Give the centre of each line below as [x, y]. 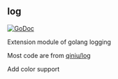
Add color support [34, 69]
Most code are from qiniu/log [49, 55]
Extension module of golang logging [59, 42]
